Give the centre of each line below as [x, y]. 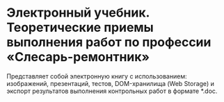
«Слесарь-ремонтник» [78, 57]
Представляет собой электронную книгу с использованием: [97, 76]
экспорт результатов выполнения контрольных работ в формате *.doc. [112, 91]
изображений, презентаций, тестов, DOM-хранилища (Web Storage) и [111, 83]
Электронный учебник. [78, 13]
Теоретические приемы [80, 27]
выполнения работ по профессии [109, 42]
